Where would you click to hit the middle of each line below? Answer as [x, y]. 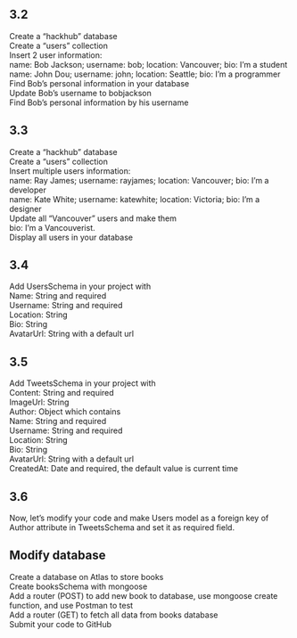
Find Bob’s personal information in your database [99, 83]
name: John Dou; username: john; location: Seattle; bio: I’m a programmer [145, 74]
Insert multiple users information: [70, 171]
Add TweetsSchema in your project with [82, 383]
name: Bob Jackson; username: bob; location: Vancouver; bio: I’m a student [148, 64]
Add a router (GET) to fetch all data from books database [114, 615]
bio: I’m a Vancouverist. [52, 227]
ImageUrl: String [39, 402]
